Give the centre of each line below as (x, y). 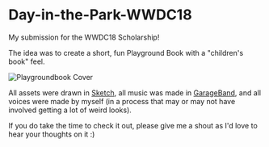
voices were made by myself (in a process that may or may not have (122, 101)
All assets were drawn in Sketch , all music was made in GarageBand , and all (134, 92)
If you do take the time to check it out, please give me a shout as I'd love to (133, 125)
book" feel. (27, 61)
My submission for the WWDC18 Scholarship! (84, 37)
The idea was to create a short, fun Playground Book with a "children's (126, 52)
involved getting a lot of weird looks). (70, 110)
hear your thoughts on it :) (52, 134)
